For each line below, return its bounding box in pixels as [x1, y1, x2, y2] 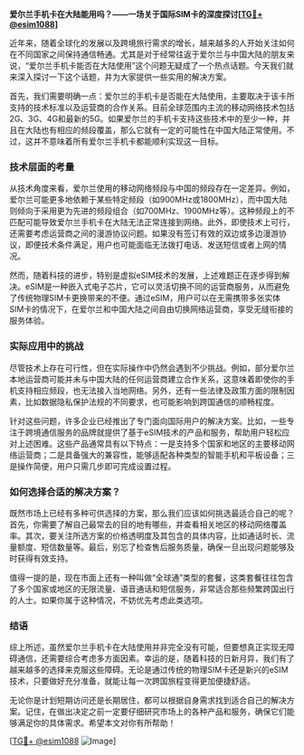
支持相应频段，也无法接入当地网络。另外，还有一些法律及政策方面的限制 [16, 384, 287, 396]
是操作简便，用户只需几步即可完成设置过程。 [9, 460, 176, 471]
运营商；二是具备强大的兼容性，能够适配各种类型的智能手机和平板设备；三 [16, 449, 295, 460]
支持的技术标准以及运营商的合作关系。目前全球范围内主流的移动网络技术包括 [9, 102, 295, 112]
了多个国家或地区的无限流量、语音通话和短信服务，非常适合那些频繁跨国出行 [9, 583, 295, 594]
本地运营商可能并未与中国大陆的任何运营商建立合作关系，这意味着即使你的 [9, 373, 287, 384]
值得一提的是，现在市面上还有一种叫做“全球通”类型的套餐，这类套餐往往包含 [9, 571, 294, 582]
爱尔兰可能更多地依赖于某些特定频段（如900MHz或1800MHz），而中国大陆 [9, 194, 288, 205]
